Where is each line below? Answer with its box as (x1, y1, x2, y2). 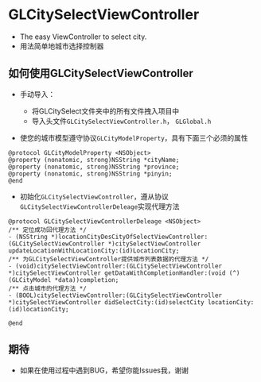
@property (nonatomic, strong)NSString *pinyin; (8, 169, 173, 178)
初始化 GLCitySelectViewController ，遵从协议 (19, 191, 169, 201)
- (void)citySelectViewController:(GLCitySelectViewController (8, 262, 223, 270)
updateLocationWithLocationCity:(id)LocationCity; (8, 246, 180, 255)
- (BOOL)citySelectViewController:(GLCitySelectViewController (8, 291, 223, 299)
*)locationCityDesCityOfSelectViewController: (50, 233, 208, 241)
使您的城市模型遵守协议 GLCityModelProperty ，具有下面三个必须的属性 (19, 133, 248, 142)
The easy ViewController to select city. (19, 32, 147, 41)
